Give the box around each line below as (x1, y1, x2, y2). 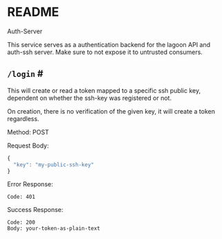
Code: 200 (7, 219, 36, 226)
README (7, 4, 59, 20)
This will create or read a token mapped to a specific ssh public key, (7, 86, 201, 94)
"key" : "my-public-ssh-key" (13, 161, 95, 168)
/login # (7, 68, 44, 80)
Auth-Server (7, 27, 43, 35)
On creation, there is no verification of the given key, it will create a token (7, 107, 216, 115)
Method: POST (7, 127, 50, 136)
